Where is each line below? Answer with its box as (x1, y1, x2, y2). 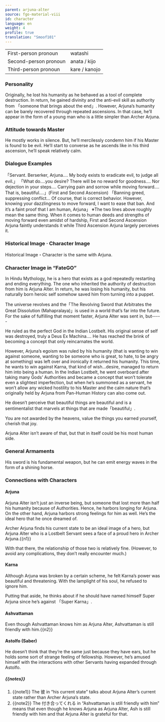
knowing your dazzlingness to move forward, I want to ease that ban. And (5, 201, 155, 206)
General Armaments (5, 448, 55, 455)
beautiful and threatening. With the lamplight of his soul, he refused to (5, 578, 147, 584)
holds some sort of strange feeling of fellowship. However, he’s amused (5, 654, 150, 660)
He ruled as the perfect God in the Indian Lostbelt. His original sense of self (5, 328, 158, 334)
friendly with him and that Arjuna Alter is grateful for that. (12, 711, 128, 717)
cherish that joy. (5, 421, 38, 427)
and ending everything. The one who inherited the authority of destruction (5, 281, 156, 287)
